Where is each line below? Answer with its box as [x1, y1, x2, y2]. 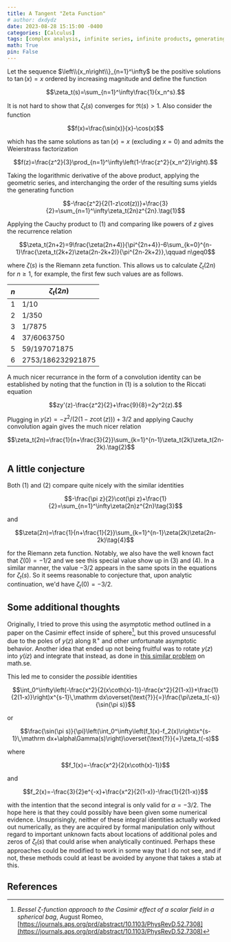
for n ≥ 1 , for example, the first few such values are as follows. [7, 270, 184, 278]
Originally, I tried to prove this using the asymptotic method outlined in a [7, 620, 211, 628]
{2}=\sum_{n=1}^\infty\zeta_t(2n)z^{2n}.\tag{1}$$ [45, 206, 186, 215]
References [7, 881, 58, 892]
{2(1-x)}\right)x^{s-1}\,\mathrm [11, 692, 98, 701]
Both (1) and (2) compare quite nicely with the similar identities [7, 481, 184, 490]
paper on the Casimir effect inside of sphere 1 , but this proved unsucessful [7, 627, 217, 637]
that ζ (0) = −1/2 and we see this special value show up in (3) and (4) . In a [7, 556, 214, 565]
